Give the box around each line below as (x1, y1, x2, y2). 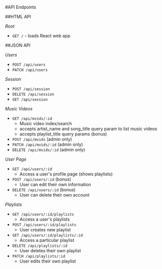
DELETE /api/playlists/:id (12, 243, 68, 248)
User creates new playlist (19, 227, 71, 233)
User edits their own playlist (19, 258, 76, 264)
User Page (5, 156, 27, 162)
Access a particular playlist (19, 237, 75, 243)
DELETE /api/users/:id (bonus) (12, 187, 76, 193)
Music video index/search (19, 121, 72, 126)
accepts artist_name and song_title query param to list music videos (19, 126, 158, 132)
